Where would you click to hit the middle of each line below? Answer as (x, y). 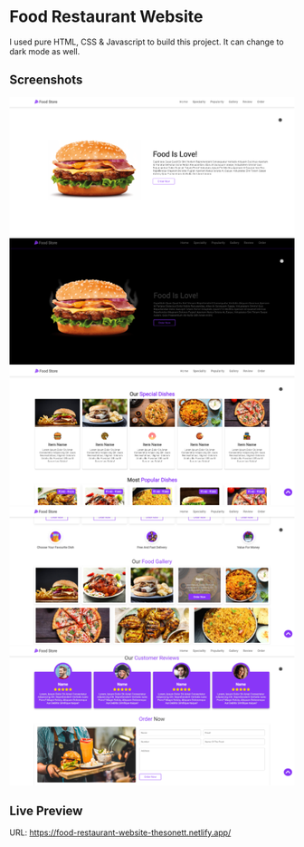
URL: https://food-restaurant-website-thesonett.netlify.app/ (120, 832)
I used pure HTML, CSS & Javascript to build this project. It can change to (147, 42)
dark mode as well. (45, 51)
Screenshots (46, 80)
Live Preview (46, 810)
